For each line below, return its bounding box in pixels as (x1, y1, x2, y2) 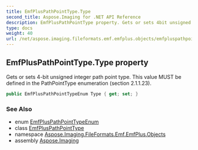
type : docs (6, 25, 33, 31)
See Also (6, 105, 32, 113)
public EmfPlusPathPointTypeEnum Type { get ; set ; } (6, 91, 138, 97)
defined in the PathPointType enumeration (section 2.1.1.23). (6, 79, 152, 86)
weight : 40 (6, 31, 33, 36)
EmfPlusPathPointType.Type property (6, 58, 148, 68)
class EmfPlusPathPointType (14, 124, 84, 131)
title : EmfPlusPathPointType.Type (6, 8, 91, 15)
